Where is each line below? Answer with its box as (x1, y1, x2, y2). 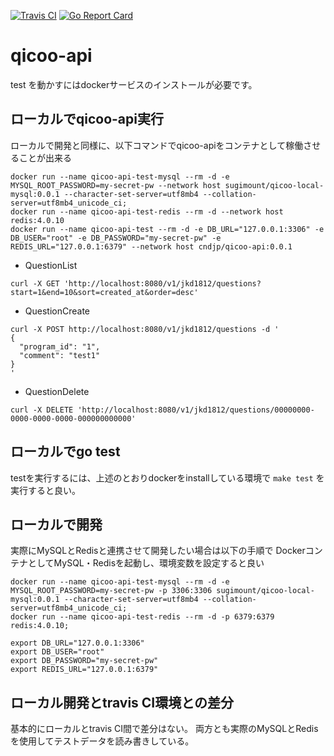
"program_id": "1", (19, 341, 101, 352)
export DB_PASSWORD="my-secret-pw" (10, 656, 159, 666)
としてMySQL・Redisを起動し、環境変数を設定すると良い (27, 557, 265, 569)
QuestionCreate (24, 305, 90, 317)
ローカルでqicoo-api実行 (10, 111, 164, 128)
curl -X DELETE (10, 405, 74, 415)
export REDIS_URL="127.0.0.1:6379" (10, 665, 159, 675)
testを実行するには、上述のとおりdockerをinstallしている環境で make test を (10, 471, 325, 484)
